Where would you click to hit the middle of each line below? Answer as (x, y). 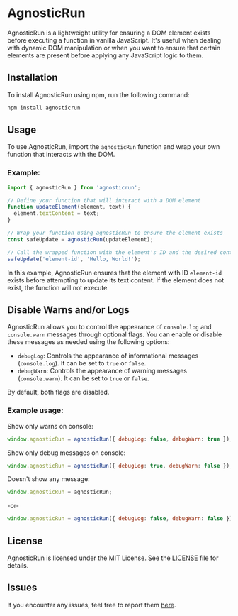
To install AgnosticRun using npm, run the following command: (98, 94)
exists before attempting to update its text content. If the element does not (116, 280)
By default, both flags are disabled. (58, 392)
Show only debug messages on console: (67, 453)
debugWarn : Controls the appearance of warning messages (102, 371)
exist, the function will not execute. (58, 287)
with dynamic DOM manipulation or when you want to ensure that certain (114, 48)
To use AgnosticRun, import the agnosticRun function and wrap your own (114, 147)
